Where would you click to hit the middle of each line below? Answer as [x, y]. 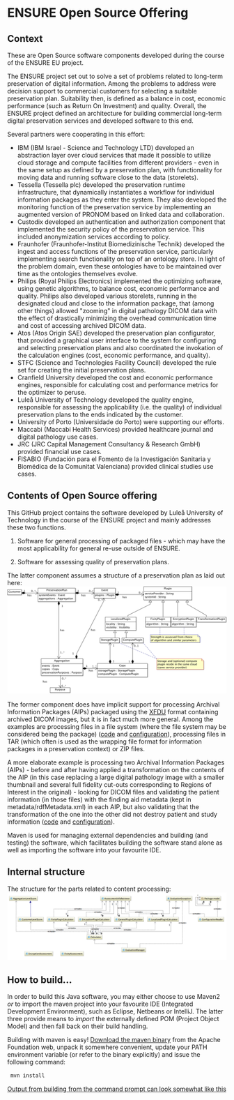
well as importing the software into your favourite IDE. [84, 850]
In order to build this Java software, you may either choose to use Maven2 [114, 997]
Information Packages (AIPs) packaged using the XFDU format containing [113, 711]
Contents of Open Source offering [83, 496]
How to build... [40, 980]
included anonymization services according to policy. [94, 236]
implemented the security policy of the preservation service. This [111, 229]
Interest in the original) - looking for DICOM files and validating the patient [113, 792]
